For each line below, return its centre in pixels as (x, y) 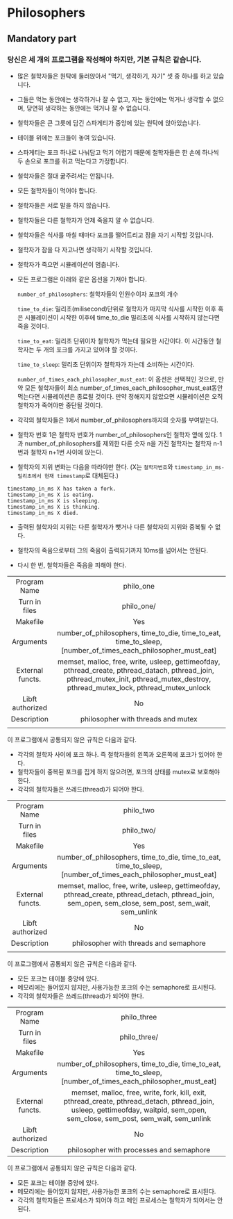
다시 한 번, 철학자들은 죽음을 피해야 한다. (72, 565)
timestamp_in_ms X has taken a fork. (62, 489)
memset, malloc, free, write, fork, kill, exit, (139, 1093)
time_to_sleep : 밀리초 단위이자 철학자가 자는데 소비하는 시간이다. (106, 364)
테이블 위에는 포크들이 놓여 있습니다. (66, 138)
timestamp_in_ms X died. (43, 513)
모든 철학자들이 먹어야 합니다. (57, 190)
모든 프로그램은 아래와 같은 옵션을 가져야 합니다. (82, 279)
